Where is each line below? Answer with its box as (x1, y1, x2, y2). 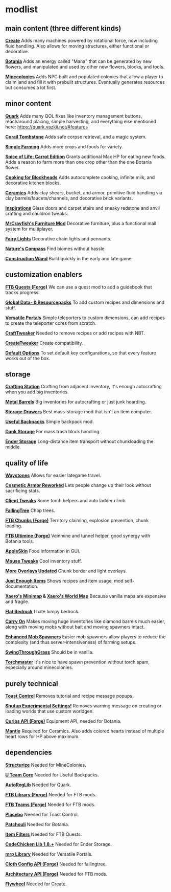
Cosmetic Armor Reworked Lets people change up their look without (5, 482, 152, 488)
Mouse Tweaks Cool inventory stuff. (5, 558, 82, 564)
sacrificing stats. (5, 487, 40, 494)
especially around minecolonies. (5, 664, 74, 671)
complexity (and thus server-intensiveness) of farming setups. (5, 639, 137, 645)
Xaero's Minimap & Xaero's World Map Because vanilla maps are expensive (5, 593, 166, 599)
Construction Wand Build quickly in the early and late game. (5, 255, 133, 261)
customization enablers (5, 270, 83, 279)
